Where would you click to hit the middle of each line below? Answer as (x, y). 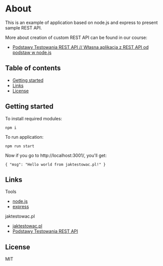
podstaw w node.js (32, 52)
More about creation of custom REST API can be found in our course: (76, 37)
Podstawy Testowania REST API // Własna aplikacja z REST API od (80, 47)
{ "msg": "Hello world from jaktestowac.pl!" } (56, 164)
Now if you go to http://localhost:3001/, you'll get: (56, 155)
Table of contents (33, 68)
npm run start (20, 146)
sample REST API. (24, 27)
